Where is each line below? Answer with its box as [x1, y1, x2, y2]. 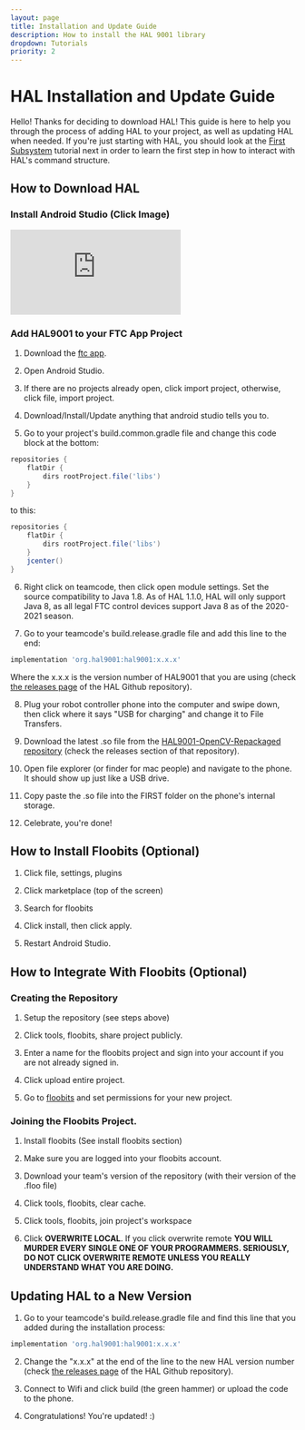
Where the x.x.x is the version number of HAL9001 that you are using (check [10, 671, 296, 682]
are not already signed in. [23, 1057, 119, 1068]
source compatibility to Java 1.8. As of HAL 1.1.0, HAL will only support [23, 591, 286, 602]
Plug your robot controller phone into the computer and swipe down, [23, 698, 280, 709]
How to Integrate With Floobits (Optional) [10, 964, 248, 980]
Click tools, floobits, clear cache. [23, 1198, 146, 1208]
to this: [10, 505, 36, 516]
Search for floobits [23, 902, 93, 913]
